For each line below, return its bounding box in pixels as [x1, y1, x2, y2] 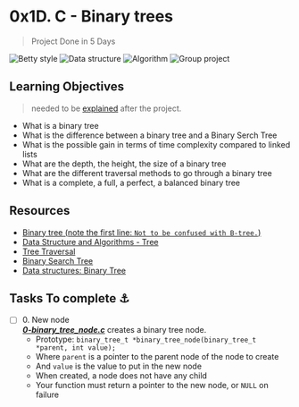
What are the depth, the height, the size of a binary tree [21, 158, 227, 169]
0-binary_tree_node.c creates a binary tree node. [21, 325, 207, 335]
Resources [9, 203, 71, 218]
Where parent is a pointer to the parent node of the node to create [35, 352, 279, 362]
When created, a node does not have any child [35, 370, 208, 381]
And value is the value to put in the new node [35, 360, 203, 372]
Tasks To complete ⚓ [9, 291, 130, 306]
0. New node [21, 315, 70, 326]
